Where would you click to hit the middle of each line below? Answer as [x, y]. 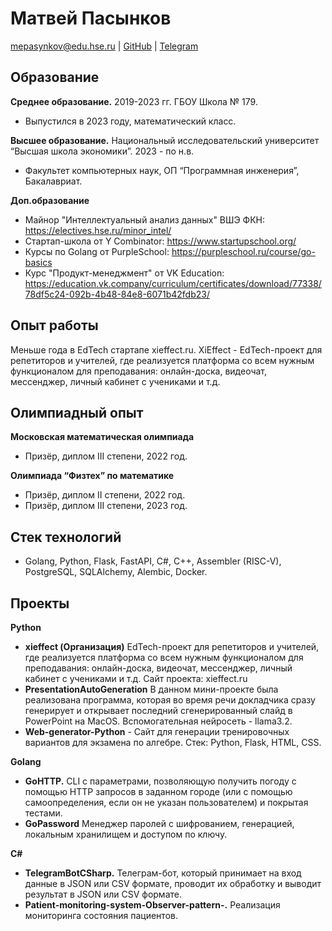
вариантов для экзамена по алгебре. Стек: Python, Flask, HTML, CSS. [173, 742]
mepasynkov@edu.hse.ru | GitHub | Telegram [104, 46]
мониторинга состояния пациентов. [101, 915]
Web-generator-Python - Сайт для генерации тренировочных [157, 731]
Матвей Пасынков [91, 18]
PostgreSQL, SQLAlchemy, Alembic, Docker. [116, 572]
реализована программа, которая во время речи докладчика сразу [170, 700]
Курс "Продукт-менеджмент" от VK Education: [124, 273]
